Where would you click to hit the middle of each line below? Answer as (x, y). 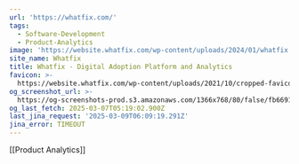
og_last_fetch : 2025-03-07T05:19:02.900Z (87, 108)
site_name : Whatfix (45, 59)
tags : (19, 26)
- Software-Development (61, 34)
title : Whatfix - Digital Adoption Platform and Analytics (121, 67)
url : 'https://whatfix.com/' (63, 17)
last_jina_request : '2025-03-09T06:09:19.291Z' (99, 116)
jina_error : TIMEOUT (48, 125)
